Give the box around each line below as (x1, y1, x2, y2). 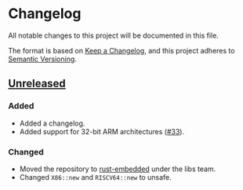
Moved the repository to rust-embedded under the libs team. (19, 164, 216, 174)
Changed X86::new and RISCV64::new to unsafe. (19, 172, 172, 181)
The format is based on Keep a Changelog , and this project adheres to (8, 46, 235, 55)
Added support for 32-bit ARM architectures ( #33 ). (19, 126, 185, 136)
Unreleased (8, 77, 67, 90)
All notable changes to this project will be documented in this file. (8, 31, 219, 40)
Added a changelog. (19, 119, 85, 128)
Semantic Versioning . (8, 54, 77, 64)
